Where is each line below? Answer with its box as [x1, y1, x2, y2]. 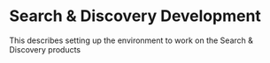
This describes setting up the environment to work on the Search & [9, 35, 254, 45]
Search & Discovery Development [9, 6, 261, 26]
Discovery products [9, 44, 81, 54]
